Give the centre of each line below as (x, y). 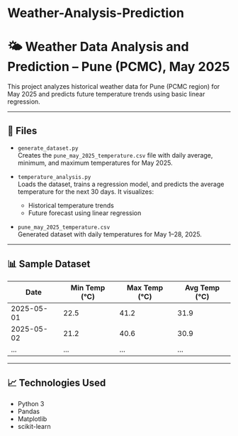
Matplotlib (32, 419)
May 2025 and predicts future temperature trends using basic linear (106, 94)
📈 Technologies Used (57, 383)
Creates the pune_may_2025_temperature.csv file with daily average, (115, 155)
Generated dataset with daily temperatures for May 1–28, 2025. (109, 234)
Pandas (29, 411)
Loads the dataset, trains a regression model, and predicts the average (121, 184)
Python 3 (31, 403)
